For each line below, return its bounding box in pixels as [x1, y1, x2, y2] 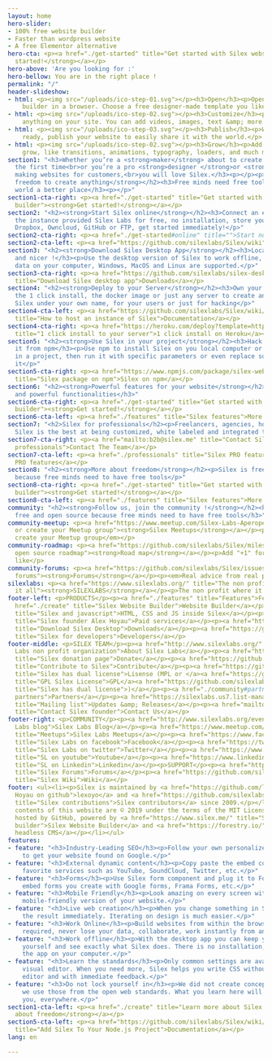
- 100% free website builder [7, 27, 106, 35]
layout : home [7, 11, 52, 20]
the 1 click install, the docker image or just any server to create [15, 292, 255, 300]
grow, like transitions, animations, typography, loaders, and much [22, 148, 259, 156]
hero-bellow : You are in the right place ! [7, 72, 158, 81]
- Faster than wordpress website [7, 34, 121, 43]
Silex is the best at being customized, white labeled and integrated [15, 428, 259, 436]
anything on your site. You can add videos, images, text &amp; [22, 118, 244, 126]
